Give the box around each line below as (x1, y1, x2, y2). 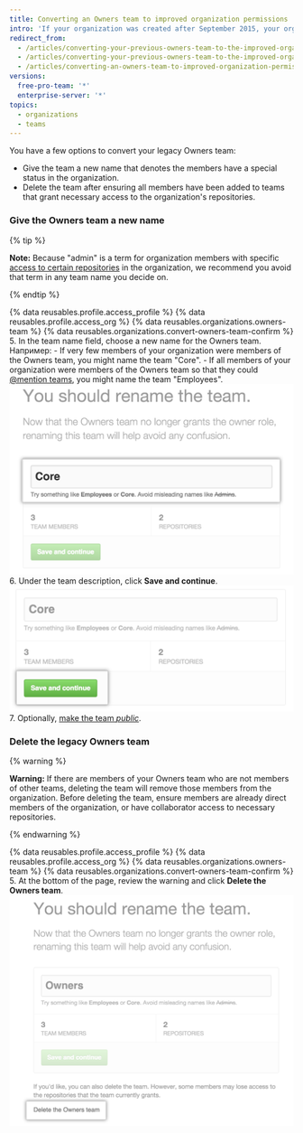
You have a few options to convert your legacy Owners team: (9, 145, 236, 156)
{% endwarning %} (9, 829, 81, 840)
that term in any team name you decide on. (9, 271, 169, 282)
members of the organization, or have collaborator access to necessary (9, 802, 275, 813)
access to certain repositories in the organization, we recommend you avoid (9, 262, 291, 273)
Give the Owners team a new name (9, 214, 165, 227)
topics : (9, 100, 39, 109)
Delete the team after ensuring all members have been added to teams (22, 182, 286, 193)
